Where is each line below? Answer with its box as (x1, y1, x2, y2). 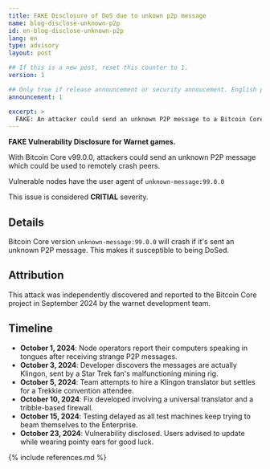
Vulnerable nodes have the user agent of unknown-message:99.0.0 (8, 177, 225, 186)
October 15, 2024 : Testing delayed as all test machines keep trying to (19, 411, 252, 421)
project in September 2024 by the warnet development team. (8, 298, 211, 308)
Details (8, 215, 44, 229)
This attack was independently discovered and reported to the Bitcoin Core (8, 290, 257, 300)
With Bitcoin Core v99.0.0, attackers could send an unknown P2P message (8, 153, 256, 162)
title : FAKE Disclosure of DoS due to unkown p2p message (8, 11, 207, 20)
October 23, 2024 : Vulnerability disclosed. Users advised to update (19, 428, 245, 438)
